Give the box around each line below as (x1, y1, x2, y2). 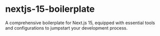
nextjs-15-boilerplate (5, 3, 95, 15)
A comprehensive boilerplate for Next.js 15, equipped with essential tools (5, 20, 155, 26)
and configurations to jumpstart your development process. (5, 25, 128, 31)
